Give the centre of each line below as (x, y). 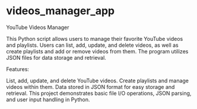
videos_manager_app (60, 11)
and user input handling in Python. (48, 100)
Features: (18, 69)
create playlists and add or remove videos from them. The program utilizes (97, 51)
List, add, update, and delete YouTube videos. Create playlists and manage (97, 81)
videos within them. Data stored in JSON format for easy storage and (90, 86)
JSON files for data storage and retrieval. (56, 57)
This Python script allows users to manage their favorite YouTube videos (95, 39)
